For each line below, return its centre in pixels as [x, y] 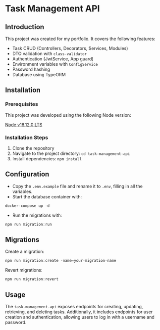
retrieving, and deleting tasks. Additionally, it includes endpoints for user [79, 312]
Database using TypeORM [39, 74]
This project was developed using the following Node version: [68, 115]
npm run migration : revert [32, 279]
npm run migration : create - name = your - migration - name [61, 261]
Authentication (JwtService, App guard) [53, 59]
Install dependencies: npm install [47, 158]
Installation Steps [27, 138]
